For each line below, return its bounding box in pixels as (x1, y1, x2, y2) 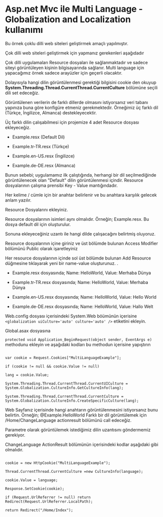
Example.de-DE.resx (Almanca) (12, 162, 76, 168)
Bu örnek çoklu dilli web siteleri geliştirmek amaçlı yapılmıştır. (5, 40, 129, 46)
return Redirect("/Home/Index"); (5, 508, 73, 513)
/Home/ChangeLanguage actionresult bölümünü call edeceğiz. (5, 417, 132, 423)
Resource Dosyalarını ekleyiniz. (5, 207, 69, 212)
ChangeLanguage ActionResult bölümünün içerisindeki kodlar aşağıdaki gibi (5, 441, 159, 447)
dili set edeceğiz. (5, 90, 40, 96)
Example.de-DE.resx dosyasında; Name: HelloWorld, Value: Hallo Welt (12, 303, 153, 310)
